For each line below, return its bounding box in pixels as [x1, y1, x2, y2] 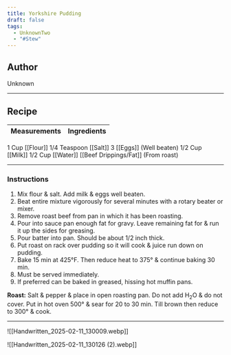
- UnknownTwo [13, 29, 51, 36]
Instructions [7, 174, 49, 184]
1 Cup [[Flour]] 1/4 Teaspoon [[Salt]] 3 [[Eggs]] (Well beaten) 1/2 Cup [7, 143, 202, 151]
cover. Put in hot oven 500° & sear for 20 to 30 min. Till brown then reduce [7, 300, 219, 308]
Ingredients [67, 126, 107, 136]
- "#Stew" [13, 36, 41, 43]
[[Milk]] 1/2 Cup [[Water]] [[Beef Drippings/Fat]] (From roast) [7, 151, 179, 159]
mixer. [16, 204, 35, 213]
